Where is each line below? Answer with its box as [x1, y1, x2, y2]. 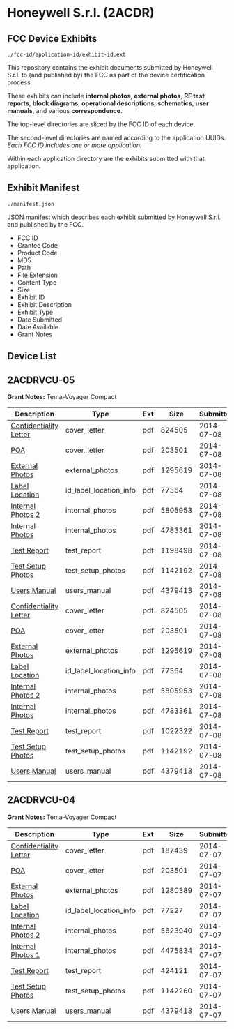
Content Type [17, 278, 57, 287]
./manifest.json [7, 200, 54, 207]
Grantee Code [17, 241, 58, 249]
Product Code [17, 248, 58, 257]
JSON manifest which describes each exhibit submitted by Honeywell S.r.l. [7, 213, 221, 221]
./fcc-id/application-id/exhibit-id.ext [7, 51, 127, 58]
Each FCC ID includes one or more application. [7, 141, 142, 149]
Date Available [17, 322, 59, 331]
